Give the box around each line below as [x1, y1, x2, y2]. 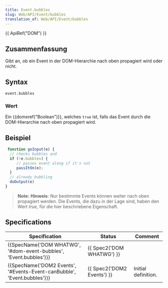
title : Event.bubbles [5, 7, 50, 12]
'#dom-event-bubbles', [7, 248, 64, 255]
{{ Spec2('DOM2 [87, 265, 127, 272]
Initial [133, 265, 146, 272]
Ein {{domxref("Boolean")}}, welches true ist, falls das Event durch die [5, 114, 151, 120]
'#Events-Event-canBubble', [7, 268, 76, 275]
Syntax [5, 78, 28, 86]
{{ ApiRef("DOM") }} [5, 30, 47, 36]
